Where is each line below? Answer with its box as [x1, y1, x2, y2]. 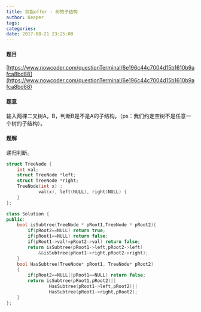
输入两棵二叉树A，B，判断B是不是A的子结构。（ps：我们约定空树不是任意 [6, 112, 187, 119]
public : [6, 217, 26, 223]
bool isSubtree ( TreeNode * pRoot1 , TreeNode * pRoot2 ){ [17, 222, 157, 228]
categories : [6, 25, 36, 32]
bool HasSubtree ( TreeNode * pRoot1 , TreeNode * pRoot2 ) [17, 261, 154, 267]
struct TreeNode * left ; [17, 172, 77, 178]
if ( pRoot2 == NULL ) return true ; [28, 227, 106, 234]
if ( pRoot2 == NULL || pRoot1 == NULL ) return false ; [28, 272, 146, 278]
